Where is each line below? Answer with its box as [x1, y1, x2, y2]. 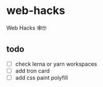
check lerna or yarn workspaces [15, 60, 97, 68]
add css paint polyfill [15, 74, 69, 81]
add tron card [15, 67, 50, 74]
